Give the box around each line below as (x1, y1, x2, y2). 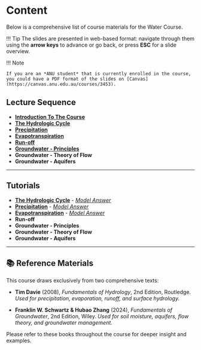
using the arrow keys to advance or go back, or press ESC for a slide (6, 41, 177, 48)
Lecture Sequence (6, 97, 77, 108)
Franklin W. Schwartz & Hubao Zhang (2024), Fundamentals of (14, 306, 173, 314)
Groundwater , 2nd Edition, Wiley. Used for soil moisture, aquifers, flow (14, 313, 189, 320)
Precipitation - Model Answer (14, 202, 89, 210)
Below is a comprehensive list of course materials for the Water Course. (6, 23, 183, 30)
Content (6, 4, 48, 17)
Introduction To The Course (14, 113, 86, 120)
